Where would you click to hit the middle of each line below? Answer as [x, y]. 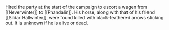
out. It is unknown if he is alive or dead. [47, 23]
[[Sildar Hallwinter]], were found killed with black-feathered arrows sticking [84, 18]
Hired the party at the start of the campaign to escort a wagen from [76, 7]
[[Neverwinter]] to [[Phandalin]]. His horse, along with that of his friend [80, 12]
